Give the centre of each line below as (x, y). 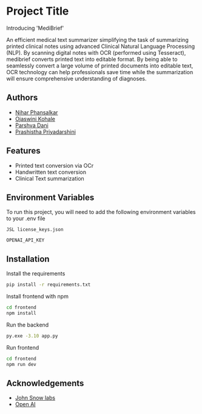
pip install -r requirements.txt (49, 285)
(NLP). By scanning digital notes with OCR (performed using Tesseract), (96, 52)
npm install (21, 313)
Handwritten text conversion (51, 172)
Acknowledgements (45, 383)
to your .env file (26, 219)
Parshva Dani (32, 125)
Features (23, 151)
